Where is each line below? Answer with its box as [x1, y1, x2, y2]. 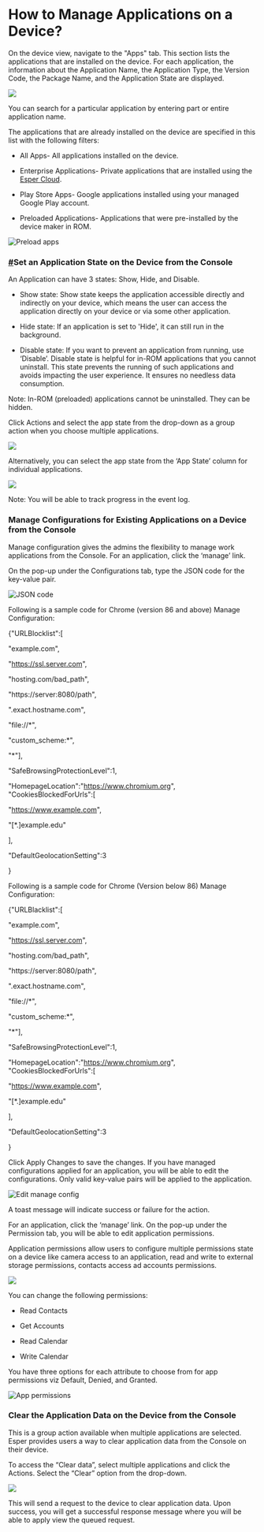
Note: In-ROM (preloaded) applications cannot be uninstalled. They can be [8, 394, 251, 403]
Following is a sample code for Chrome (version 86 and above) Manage [8, 604, 240, 614]
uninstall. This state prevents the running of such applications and [19, 363, 234, 372]
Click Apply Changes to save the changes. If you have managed [8, 1157, 216, 1167]
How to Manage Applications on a [8, 6, 233, 24]
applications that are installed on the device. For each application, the [8, 57, 234, 66]
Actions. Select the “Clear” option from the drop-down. [8, 1468, 188, 1478]
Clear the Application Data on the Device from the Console [8, 1410, 236, 1421]
